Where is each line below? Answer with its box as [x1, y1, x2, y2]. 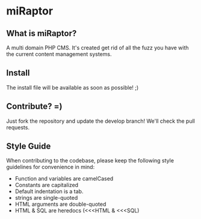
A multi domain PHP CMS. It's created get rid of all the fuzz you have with [6, 44, 189, 51]
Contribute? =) [6, 101, 63, 112]
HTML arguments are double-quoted [14, 200, 107, 208]
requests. [6, 123, 30, 131]
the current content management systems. [6, 51, 112, 58]
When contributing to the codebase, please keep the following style [6, 157, 175, 164]
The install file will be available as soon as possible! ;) [6, 84, 139, 91]
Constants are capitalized [14, 182, 79, 189]
